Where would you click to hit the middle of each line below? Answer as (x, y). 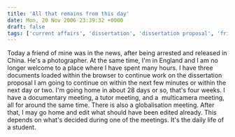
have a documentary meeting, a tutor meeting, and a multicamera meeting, (116, 98)
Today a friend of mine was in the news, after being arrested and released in (117, 53)
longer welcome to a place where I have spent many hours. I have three (110, 68)
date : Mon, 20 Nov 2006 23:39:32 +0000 (65, 20)
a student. (22, 127)
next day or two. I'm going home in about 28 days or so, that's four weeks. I (116, 90)
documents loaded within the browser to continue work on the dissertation (115, 75)
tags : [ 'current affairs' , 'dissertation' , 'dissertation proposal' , (111, 33)
